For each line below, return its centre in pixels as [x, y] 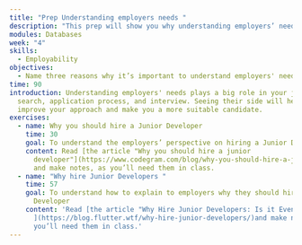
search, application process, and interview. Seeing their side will [150, 101]
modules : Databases [46, 34]
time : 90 [26, 84]
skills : [24, 51]
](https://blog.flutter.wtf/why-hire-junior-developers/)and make [160, 218]
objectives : [31, 68]
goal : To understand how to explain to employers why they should [152, 193]
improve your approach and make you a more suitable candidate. [140, 109]
